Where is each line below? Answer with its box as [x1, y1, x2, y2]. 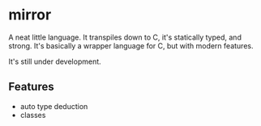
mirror [8, 6, 52, 24]
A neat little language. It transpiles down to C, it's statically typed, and [8, 32, 242, 42]
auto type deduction [19, 101, 88, 111]
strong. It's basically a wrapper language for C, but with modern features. [8, 40, 254, 50]
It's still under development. [8, 57, 101, 66]
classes [19, 110, 46, 120]
